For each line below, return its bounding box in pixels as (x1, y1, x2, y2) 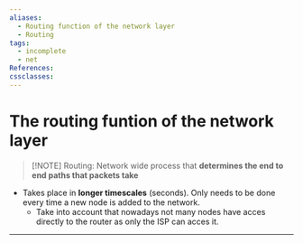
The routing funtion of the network (9, 110, 275, 131)
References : (9, 64, 54, 73)
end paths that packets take (31, 169, 139, 181)
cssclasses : (9, 72, 54, 81)
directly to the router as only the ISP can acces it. (35, 216, 219, 227)
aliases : (9, 13, 42, 23)
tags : (9, 38, 30, 48)
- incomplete (17, 47, 67, 56)
